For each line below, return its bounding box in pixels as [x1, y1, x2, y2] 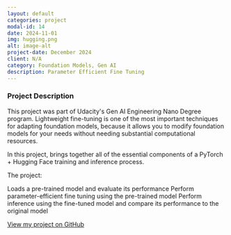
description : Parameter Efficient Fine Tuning [7, 68, 145, 75]
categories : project [7, 17, 67, 24]
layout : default [7, 10, 54, 17]
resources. [7, 136, 38, 145]
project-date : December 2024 [7, 49, 92, 56]
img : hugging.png [7, 36, 58, 43]
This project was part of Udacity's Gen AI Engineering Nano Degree [7, 107, 202, 115]
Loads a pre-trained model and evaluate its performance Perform [7, 184, 195, 193]
